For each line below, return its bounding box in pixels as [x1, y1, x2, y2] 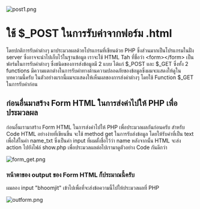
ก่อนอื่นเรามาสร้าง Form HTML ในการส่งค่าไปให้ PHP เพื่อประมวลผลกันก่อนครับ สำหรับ [6, 123, 185, 131]
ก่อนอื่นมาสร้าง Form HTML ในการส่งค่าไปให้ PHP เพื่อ [6, 98, 178, 108]
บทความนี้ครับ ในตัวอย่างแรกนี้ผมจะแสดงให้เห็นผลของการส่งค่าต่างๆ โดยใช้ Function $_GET [6, 74, 194, 81]
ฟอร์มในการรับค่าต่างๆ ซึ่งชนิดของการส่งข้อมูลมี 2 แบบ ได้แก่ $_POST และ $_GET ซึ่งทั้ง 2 [6, 60, 189, 67]
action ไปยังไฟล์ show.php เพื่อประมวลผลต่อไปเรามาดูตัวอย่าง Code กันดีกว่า [6, 144, 168, 151]
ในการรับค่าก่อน [6, 80, 38, 87]
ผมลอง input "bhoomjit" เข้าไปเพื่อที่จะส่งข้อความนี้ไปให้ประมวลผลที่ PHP [6, 184, 160, 192]
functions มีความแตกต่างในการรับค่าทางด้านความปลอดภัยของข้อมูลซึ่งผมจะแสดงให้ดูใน [6, 66, 181, 74]
